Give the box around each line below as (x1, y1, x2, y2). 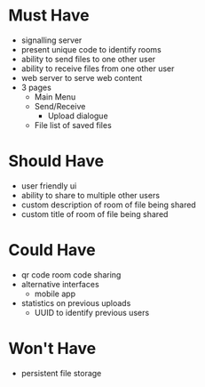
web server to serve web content (20, 72, 143, 83)
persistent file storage (20, 367, 102, 378)
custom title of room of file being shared (20, 208, 169, 219)
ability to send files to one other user (20, 53, 156, 64)
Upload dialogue (47, 110, 108, 121)
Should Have (8, 151, 104, 172)
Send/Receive (34, 101, 86, 111)
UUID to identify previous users (34, 307, 150, 318)
